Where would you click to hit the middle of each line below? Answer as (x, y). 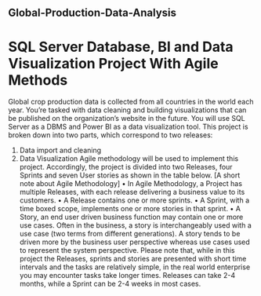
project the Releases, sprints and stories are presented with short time (133, 259)
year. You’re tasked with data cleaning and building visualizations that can (127, 110)
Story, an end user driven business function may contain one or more (131, 217)
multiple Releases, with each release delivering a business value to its (132, 192)
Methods (38, 80)
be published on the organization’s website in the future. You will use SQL (127, 119)
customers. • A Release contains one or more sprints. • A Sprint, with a (134, 200)
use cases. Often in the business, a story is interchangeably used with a (136, 225)
